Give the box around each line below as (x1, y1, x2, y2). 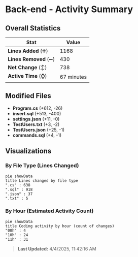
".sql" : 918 (5, 187, 33, 192)
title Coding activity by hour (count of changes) (5, 223, 115, 229)
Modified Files (5, 91, 52, 100)
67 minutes (59, 73, 87, 80)
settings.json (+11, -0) (12, 116, 60, 122)
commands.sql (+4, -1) (12, 132, 62, 138)
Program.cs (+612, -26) (12, 105, 63, 111)
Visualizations (5, 147, 52, 155)
